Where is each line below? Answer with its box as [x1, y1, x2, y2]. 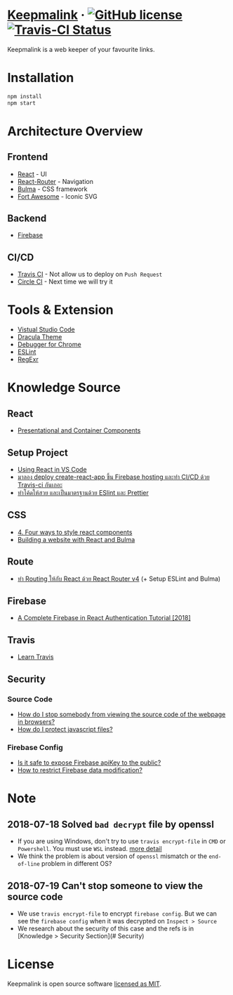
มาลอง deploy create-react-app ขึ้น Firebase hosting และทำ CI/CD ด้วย [17, 473, 211, 481]
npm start [7, 99, 36, 107]
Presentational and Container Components [17, 426, 141, 435]
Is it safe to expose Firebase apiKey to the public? [17, 758, 161, 767]
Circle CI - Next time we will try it [17, 277, 114, 286]
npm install [7, 93, 42, 100]
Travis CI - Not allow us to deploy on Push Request [17, 270, 163, 279]
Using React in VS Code [17, 466, 87, 473]
